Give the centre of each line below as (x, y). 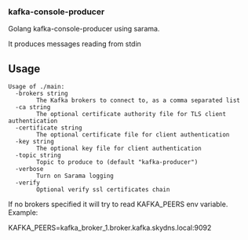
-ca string (33, 107)
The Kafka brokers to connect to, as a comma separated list (139, 100)
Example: (23, 213)
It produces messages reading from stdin (75, 44)
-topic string (38, 155)
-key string (35, 142)
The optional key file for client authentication (119, 149)
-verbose (29, 169)
